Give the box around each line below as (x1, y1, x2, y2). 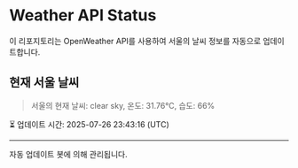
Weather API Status (9, 5, 157, 26)
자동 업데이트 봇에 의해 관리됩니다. (9, 149, 128, 159)
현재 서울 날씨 (9, 75, 80, 90)
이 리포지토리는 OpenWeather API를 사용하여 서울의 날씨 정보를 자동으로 (9, 35, 262, 46)
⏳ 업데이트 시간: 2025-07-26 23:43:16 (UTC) (9, 118, 170, 129)
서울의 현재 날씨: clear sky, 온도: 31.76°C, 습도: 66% (30, 100, 216, 111)
